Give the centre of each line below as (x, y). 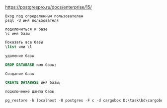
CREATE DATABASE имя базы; (33, 83)
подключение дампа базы (30, 92)
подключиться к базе (27, 29)
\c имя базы (17, 34)
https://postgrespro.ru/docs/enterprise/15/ (48, 7)
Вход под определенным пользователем (44, 16)
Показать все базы (24, 42)
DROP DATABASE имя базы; (31, 65)
